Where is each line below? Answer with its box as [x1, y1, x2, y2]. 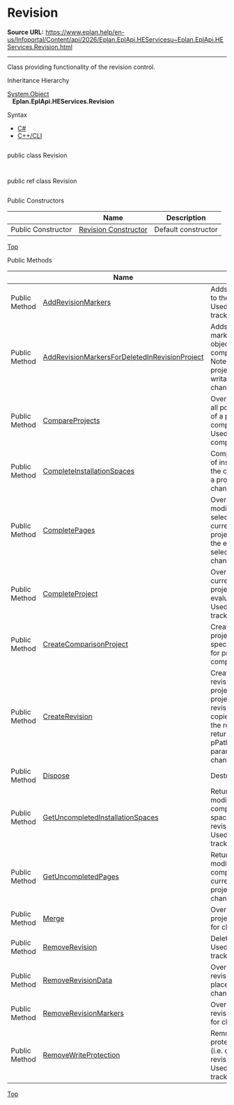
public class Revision [7, 151, 68, 159]
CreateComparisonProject [42, 639, 129, 649]
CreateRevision [42, 712, 93, 721]
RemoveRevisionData [42, 975, 113, 985]
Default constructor [154, 224, 218, 234]
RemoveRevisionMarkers [42, 1008, 124, 1018]
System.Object [7, 89, 49, 98]
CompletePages [42, 525, 95, 535]
